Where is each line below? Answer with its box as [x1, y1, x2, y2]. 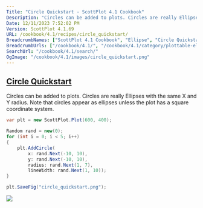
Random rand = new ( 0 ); [6, 128, 63, 134]
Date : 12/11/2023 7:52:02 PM [6, 20, 80, 26]
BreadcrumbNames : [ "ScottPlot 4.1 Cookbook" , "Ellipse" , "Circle [6, 37, 174, 43]
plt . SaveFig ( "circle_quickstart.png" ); [6, 184, 107, 190]
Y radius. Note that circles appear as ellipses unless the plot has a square [6, 99, 189, 106]
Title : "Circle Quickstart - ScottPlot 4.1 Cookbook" [6, 8, 145, 15]
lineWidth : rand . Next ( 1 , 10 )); [28, 167, 107, 173]
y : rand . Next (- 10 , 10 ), [28, 156, 88, 163]
